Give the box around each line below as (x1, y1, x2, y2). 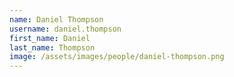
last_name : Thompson (9, 42, 96, 53)
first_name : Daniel (9, 33, 91, 43)
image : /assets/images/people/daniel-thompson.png (9, 52, 225, 62)
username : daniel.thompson (9, 24, 122, 34)
